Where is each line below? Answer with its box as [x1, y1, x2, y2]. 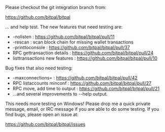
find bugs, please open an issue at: [5, 111, 79, 117]
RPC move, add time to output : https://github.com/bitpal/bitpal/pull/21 [12, 85, 160, 92]
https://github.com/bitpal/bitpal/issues [5, 121, 86, 127]
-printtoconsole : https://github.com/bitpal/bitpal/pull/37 [12, 45, 130, 50]
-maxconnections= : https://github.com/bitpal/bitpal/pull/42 [12, 75, 138, 80]
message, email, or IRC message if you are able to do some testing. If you [5, 106, 159, 112]
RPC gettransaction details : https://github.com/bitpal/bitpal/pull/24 [12, 50, 154, 56]
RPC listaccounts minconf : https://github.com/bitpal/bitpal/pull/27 [12, 80, 152, 86]
